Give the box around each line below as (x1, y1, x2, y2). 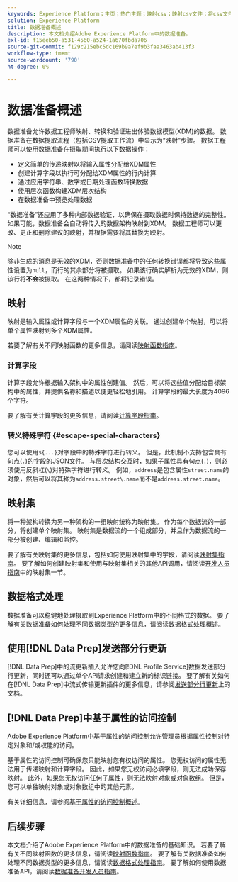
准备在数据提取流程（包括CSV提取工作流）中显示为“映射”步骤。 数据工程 (13, 135, 227, 144)
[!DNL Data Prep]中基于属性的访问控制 (7, 712, 176, 724)
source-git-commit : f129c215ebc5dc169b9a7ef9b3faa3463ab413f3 (7, 43, 195, 50)
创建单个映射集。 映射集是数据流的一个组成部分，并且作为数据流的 (25, 526, 220, 535)
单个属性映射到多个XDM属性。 (7, 326, 97, 335)
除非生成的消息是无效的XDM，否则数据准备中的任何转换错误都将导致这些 (7, 257, 221, 265)
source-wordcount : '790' (7, 57, 81, 64)
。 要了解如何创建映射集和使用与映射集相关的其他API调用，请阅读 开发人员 (13, 559, 230, 567)
